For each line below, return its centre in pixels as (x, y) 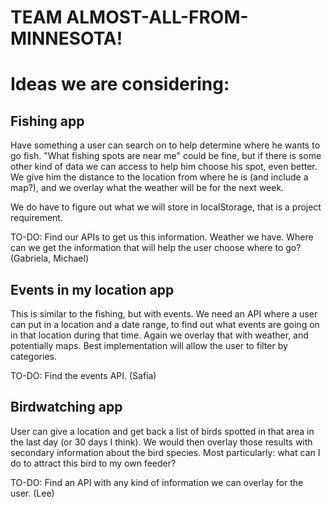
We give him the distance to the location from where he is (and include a (159, 177)
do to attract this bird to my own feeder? (93, 463)
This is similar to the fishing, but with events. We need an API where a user (164, 314)
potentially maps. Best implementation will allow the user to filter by (149, 345)
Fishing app (47, 121)
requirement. (36, 218)
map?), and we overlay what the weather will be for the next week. (147, 188)
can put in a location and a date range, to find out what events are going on (165, 324)
